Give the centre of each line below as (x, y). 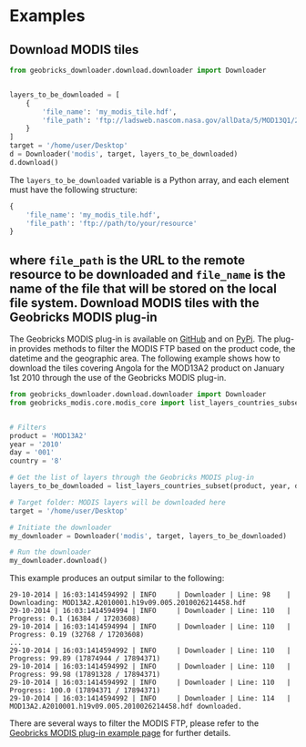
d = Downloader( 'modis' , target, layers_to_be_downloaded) (124, 154)
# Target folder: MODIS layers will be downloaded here (117, 502)
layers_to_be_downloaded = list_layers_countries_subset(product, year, (150, 486)
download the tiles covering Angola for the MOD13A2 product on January (147, 368)
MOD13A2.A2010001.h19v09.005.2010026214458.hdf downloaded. (126, 707)
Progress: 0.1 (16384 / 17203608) (75, 619)
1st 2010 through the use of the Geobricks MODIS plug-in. (118, 378)
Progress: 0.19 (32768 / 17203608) (77, 635)
